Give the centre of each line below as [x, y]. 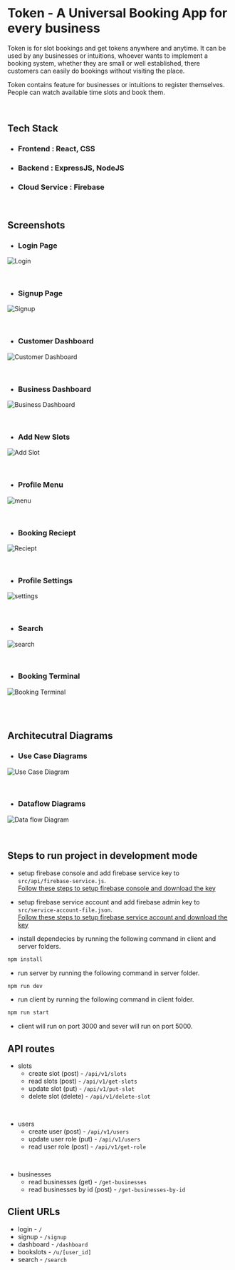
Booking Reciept [47, 533]
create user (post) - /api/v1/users [79, 1132]
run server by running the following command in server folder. [109, 973]
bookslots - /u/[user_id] [54, 1251]
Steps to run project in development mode [103, 856]
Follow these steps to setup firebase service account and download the [122, 917]
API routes [31, 1048]
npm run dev [25, 986]
